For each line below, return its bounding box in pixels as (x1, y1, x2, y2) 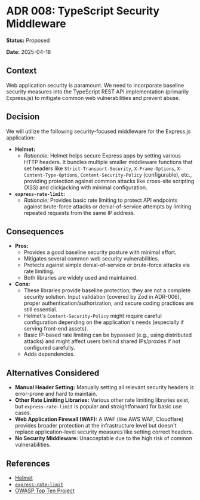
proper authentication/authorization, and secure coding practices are (23, 299, 194, 307)
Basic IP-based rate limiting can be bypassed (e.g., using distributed (23, 331, 192, 339)
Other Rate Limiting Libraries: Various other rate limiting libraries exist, (14, 396, 190, 404)
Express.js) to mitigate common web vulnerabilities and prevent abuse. (6, 94, 180, 101)
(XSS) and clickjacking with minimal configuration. (23, 184, 147, 191)
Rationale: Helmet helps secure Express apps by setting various (23, 151, 181, 159)
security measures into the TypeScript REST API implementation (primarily (6, 88, 189, 95)
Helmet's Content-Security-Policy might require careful (23, 313, 162, 320)
